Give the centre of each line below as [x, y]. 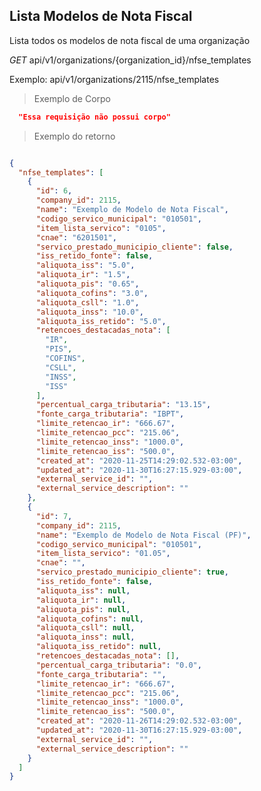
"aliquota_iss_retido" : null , [98, 647]
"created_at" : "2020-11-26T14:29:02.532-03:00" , [139, 721]
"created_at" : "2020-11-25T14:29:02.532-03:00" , [139, 460]
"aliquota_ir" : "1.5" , [83, 275]
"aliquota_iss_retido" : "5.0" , [101, 321]
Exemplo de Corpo [72, 98]
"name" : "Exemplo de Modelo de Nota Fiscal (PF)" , [143, 535]
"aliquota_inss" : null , [85, 637]
